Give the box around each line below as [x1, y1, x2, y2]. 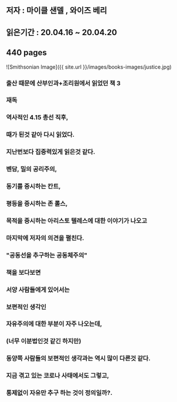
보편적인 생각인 [6, 303, 47, 311]
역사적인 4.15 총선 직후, [6, 113, 69, 121]
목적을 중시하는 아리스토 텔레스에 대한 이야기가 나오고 [6, 217, 148, 225]
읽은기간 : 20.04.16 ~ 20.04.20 [6, 27, 117, 37]
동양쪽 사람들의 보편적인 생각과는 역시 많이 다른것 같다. [6, 354, 151, 363]
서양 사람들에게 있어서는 [6, 285, 70, 293]
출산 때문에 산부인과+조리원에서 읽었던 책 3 [6, 79, 121, 87]
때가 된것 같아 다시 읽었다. [6, 131, 75, 139]
